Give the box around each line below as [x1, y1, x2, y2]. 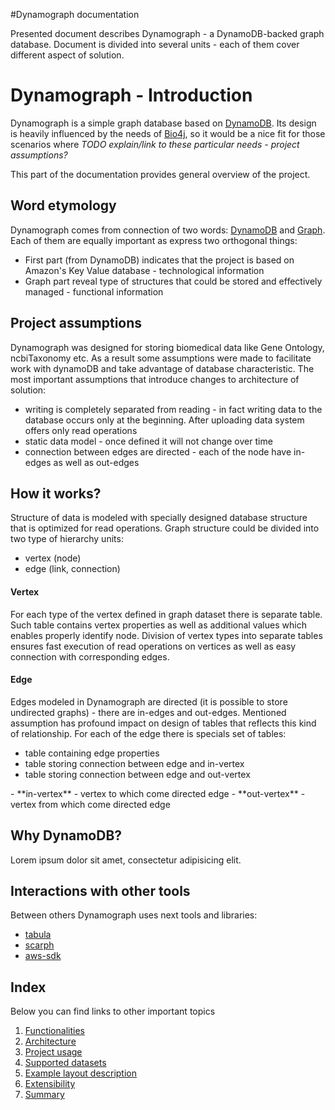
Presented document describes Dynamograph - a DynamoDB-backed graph [10, 28, 325, 39]
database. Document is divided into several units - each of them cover [10, 39, 300, 50]
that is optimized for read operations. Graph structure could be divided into [10, 522, 320, 534]
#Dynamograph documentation [10, 9, 140, 20]
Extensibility [24, 1078, 76, 1090]
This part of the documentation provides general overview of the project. [10, 168, 311, 180]
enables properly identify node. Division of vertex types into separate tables [10, 629, 323, 641]
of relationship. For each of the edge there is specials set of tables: [10, 727, 287, 739]
